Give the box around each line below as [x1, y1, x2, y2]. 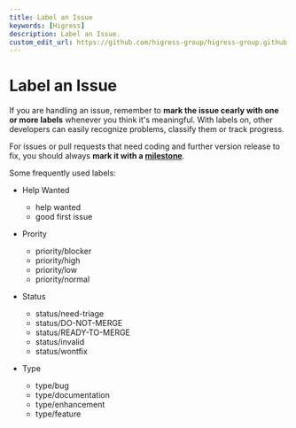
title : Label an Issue [9, 12, 93, 22]
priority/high [35, 255, 81, 266]
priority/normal [35, 274, 90, 284]
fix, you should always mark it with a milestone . [9, 151, 185, 161]
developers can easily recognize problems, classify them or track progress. [9, 124, 285, 135]
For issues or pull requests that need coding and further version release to [9, 141, 281, 152]
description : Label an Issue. [9, 29, 121, 38]
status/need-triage [35, 308, 105, 319]
